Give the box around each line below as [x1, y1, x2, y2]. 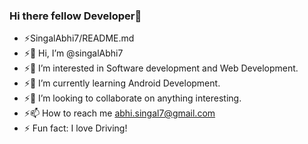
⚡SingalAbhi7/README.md [23, 32, 135, 44]
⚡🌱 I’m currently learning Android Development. [23, 77, 221, 89]
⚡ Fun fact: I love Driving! [23, 122, 128, 134]
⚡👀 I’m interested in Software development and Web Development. [23, 62, 299, 74]
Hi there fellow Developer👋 [9, 9, 142, 23]
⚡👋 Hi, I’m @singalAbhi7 [23, 47, 124, 59]
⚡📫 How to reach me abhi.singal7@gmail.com [23, 107, 216, 119]
